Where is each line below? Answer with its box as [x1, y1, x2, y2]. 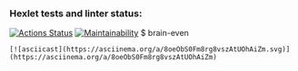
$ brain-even [140, 28, 189, 39]
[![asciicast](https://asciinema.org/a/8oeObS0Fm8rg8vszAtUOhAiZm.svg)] [9, 45, 291, 54]
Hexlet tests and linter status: [9, 7, 143, 20]
